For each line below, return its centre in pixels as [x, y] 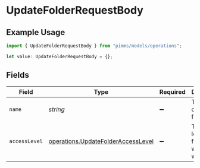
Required [172, 91]
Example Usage [36, 32]
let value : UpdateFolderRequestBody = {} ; [60, 56]
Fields [18, 75]
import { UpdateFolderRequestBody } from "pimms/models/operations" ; [94, 46]
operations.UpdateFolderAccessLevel [101, 141]
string [57, 109]
